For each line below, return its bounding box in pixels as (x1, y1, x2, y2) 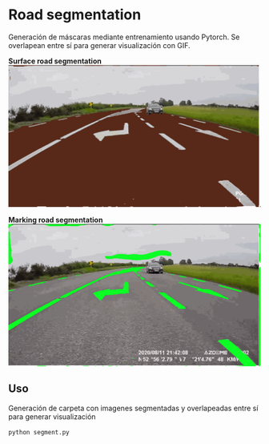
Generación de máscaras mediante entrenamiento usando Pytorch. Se (8, 32, 240, 42)
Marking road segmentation (8, 215, 103, 225)
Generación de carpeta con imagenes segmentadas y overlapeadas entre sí (8, 403, 259, 413)
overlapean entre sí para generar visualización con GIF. (8, 40, 191, 50)
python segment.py (8, 428, 70, 436)
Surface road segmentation (8, 56, 102, 66)
